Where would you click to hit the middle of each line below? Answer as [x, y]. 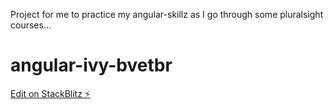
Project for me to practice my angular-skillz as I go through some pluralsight [167, 14]
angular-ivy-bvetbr [91, 65]
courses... [31, 25]
